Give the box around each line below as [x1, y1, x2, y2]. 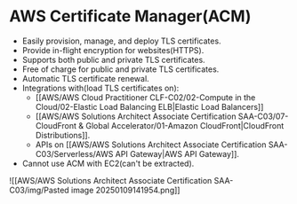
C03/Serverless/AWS [35, 148, 114, 159]
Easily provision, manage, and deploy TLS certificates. [21, 35, 221, 46]
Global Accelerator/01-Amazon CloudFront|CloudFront [85, 120, 285, 130]
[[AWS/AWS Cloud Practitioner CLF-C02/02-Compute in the [35, 91, 256, 103]
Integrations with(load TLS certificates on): [21, 82, 180, 93]
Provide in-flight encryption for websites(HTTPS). [21, 44, 205, 55]
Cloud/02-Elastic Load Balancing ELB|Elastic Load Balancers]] [35, 101, 264, 112]
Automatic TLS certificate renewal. [21, 73, 149, 83]
